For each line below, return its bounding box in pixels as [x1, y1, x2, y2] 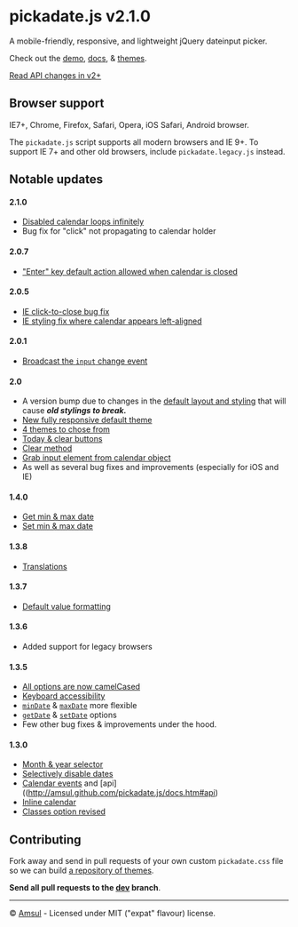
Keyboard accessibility [21, 691, 106, 701]
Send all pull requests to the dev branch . [9, 883, 161, 893]
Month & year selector [21, 759, 104, 770]
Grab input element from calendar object [21, 452, 171, 463]
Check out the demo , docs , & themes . [9, 52, 148, 63]
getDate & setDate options [21, 709, 117, 721]
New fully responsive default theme [21, 415, 153, 426]
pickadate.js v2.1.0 [9, 6, 151, 27]
